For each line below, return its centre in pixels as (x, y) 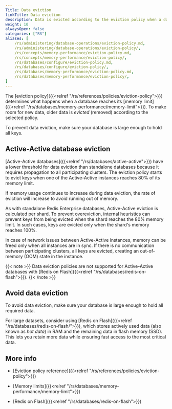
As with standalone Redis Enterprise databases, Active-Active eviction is (82, 208)
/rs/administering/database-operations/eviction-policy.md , (80, 43)
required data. (20, 311)
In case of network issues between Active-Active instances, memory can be (86, 240)
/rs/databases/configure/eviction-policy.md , (64, 62)
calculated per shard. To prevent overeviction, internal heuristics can (78, 214)
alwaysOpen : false (25, 29)
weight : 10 (17, 24)
